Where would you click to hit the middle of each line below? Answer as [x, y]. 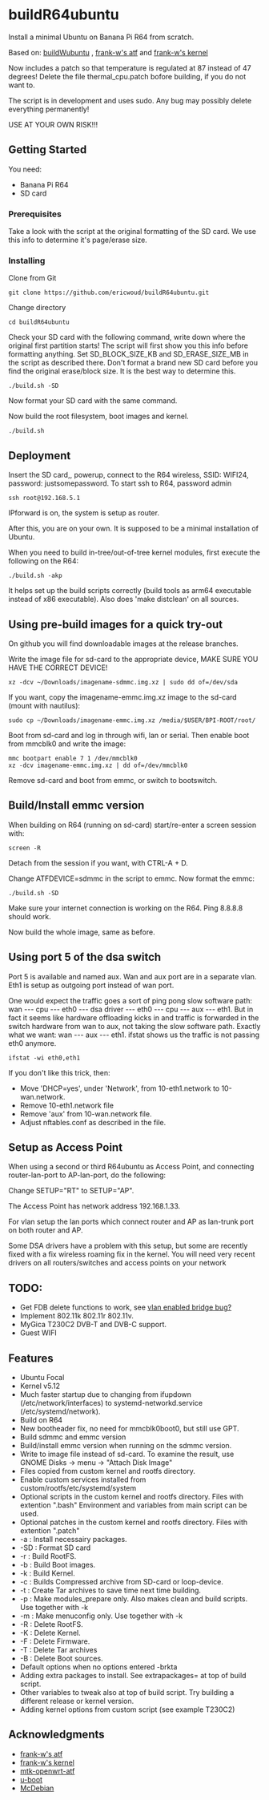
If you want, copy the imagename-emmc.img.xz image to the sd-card [123, 697]
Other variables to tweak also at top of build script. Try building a [127, 1693]
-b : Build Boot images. [58, 1565]
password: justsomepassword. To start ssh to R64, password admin [120, 483]
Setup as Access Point [65, 1147]
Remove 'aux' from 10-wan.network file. [86, 1114]
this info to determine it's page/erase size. [78, 240]
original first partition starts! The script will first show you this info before [128, 345]
